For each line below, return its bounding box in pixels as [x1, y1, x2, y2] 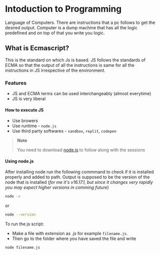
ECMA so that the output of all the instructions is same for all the [5, 62, 135, 68]
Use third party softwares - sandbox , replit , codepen [12, 128, 117, 134]
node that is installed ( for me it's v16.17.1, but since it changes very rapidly [5, 179, 153, 185]
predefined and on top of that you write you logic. [5, 30, 105, 36]
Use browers [12, 118, 38, 124]
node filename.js [5, 245, 40, 250]
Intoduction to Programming [5, 3, 122, 15]
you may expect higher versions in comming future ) [5, 184, 109, 191]
